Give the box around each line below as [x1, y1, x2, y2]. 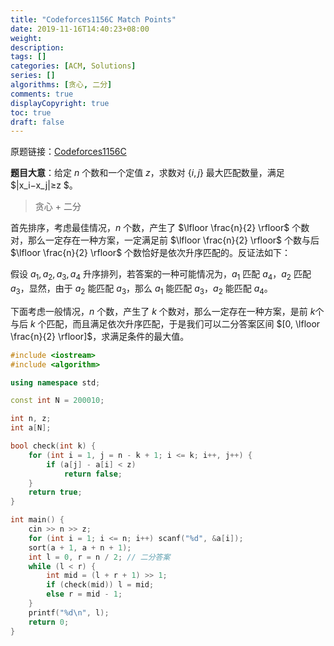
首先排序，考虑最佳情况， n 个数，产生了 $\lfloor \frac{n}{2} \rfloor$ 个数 [10, 222, 310, 234]
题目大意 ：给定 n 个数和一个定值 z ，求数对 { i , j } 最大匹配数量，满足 [10, 167, 285, 179]
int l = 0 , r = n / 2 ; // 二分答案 [28, 552, 171, 562]
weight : [10, 33, 43, 43]
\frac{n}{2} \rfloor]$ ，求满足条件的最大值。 [10, 330, 190, 342]
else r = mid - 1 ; [46, 589, 123, 600]
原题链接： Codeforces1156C [10, 146, 127, 158]
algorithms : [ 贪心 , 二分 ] [10, 80, 113, 90]
